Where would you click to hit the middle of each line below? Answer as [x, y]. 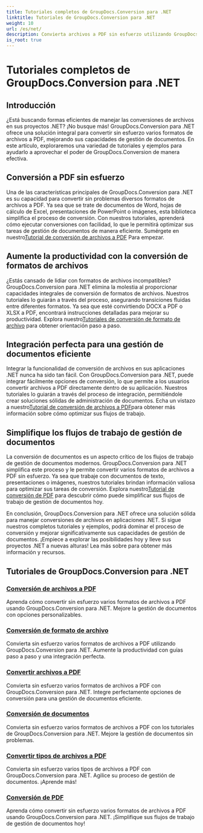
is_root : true [24, 40]
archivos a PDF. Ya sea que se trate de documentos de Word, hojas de [94, 205]
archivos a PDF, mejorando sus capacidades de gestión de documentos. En [100, 139]
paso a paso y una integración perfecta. [56, 657]
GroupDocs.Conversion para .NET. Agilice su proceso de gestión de [91, 775]
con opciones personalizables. [44, 614]
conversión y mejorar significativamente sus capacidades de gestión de [96, 533]
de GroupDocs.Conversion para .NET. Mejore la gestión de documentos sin [100, 734]
